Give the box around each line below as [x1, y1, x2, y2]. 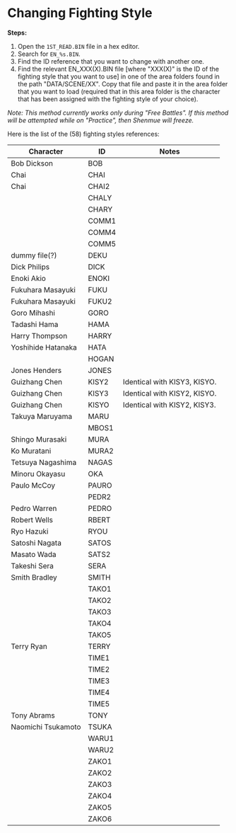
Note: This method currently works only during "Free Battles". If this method [7, 108, 229, 117]
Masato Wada [11, 549, 57, 559]
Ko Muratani [11, 446, 52, 456]
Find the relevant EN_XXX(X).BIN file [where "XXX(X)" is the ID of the [17, 64, 219, 73]
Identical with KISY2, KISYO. [122, 388, 217, 398]
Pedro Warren [11, 503, 57, 513]
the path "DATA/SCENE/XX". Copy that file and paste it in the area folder [17, 79, 228, 88]
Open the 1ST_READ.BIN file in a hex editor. [17, 42, 140, 50]
